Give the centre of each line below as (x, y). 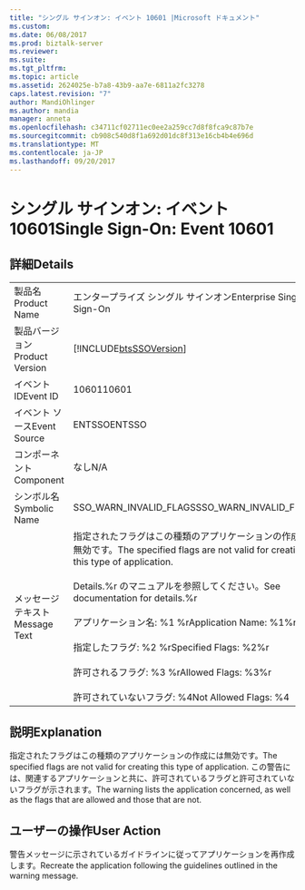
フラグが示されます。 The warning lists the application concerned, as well (154, 789)
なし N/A (90, 466)
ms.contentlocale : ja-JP (56, 152)
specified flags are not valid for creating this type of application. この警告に (150, 767)
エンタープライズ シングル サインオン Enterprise (174, 297)
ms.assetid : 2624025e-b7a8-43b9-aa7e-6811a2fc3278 (107, 85)
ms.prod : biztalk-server (56, 43)
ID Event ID (36, 396)
